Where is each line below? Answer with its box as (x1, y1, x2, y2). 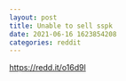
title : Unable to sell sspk (9, 21, 114, 30)
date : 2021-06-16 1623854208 (9, 29, 117, 38)
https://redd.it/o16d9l (9, 62, 86, 73)
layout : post (9, 12, 58, 22)
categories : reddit (9, 37, 82, 47)
